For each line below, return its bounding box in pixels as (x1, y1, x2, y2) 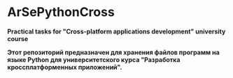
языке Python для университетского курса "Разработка (7, 55, 181, 63)
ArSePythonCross (7, 4, 115, 20)
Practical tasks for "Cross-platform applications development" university (7, 27, 226, 36)
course (7, 34, 29, 42)
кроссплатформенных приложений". (7, 63, 122, 71)
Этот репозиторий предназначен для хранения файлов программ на (7, 48, 220, 56)
